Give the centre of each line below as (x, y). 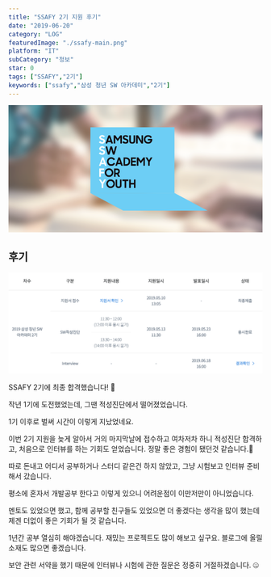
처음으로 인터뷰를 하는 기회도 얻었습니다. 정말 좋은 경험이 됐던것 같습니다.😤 (136, 449)
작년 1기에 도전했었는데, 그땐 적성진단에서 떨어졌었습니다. (98, 404)
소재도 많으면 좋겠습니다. (47, 548)
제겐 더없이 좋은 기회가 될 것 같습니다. (67, 520)
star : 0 (21, 69)
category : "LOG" (35, 34)
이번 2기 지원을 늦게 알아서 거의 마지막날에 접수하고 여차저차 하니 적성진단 (125, 438)
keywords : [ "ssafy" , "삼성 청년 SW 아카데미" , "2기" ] (90, 85)
